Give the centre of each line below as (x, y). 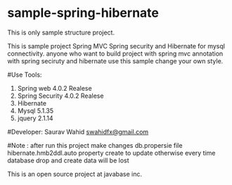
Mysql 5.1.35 (36, 110)
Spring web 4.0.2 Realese (55, 88)
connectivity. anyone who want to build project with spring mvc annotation (115, 53)
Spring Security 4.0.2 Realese (60, 96)
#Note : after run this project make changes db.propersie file (95, 145)
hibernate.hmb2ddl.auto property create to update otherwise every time (111, 153)
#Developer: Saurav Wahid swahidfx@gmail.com (78, 132)
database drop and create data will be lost (68, 160)
